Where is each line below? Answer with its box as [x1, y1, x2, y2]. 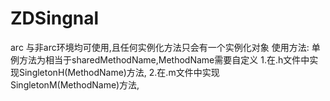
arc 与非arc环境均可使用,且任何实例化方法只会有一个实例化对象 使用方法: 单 [10, 41, 321, 53]
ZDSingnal [10, 7, 100, 30]
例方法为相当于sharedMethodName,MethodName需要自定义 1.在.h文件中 [10, 53, 310, 66]
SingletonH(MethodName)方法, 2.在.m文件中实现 [18, 66, 220, 78]
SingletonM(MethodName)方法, [10, 78, 140, 91]
